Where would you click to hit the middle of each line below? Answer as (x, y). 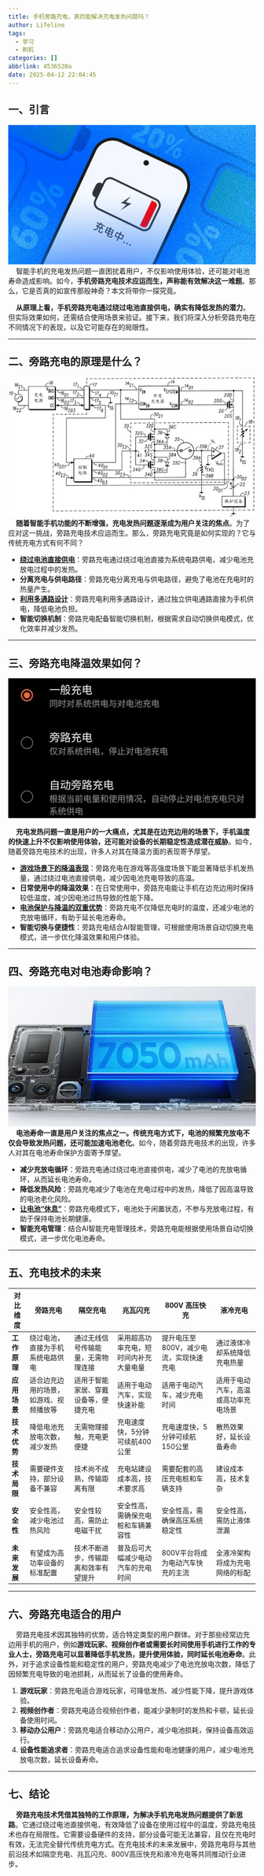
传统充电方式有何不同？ (46, 543)
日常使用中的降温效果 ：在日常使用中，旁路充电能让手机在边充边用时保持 (136, 888)
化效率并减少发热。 (51, 628)
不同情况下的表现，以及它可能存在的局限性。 (81, 328)
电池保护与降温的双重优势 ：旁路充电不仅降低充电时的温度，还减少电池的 (136, 907)
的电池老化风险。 (47, 1199)
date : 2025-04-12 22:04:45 (52, 75)
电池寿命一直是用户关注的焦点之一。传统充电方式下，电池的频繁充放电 (129, 1133)
